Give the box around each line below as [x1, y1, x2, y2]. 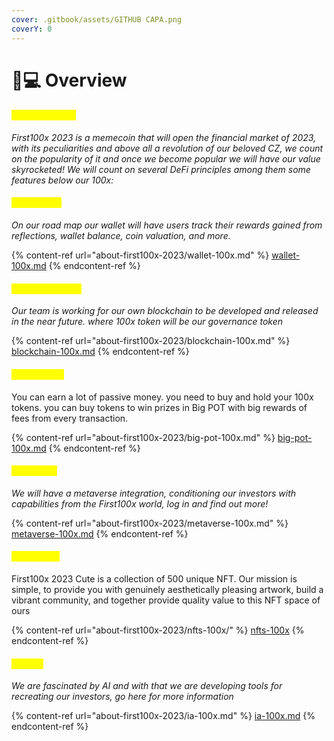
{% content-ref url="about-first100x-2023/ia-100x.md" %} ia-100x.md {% [11, 710, 316, 722]
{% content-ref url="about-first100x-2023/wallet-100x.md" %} [11, 249, 270, 261]
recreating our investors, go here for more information [11, 691, 234, 703]
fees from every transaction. [11, 412, 129, 424]
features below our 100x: [11, 174, 114, 186]
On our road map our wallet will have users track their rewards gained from [11, 219, 323, 231]
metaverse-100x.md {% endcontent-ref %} [11, 527, 189, 540]
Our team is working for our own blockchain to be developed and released [11, 305, 319, 317]
